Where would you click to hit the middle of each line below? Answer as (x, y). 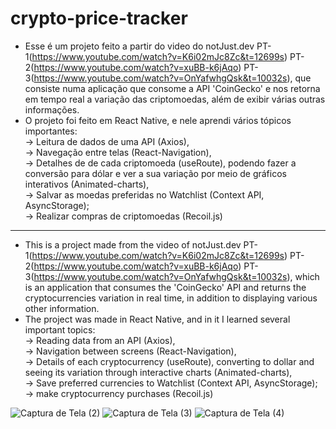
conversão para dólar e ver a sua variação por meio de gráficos (155, 173)
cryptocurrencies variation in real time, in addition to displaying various (171, 298)
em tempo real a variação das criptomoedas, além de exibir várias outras (175, 99)
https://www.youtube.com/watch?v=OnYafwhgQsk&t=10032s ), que (172, 78)
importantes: (51, 131)
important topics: (60, 329)
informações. (52, 109)
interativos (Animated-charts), (87, 184)
